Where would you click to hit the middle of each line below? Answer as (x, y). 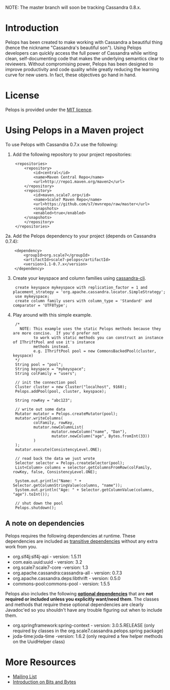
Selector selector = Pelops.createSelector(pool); (70, 463)
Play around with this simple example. (52, 315)
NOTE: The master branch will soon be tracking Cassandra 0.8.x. (73, 7)
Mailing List (25, 676)
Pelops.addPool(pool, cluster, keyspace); (61, 391)
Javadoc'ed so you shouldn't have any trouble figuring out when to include (84, 610)
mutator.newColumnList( (59, 427)
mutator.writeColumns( (39, 418)
